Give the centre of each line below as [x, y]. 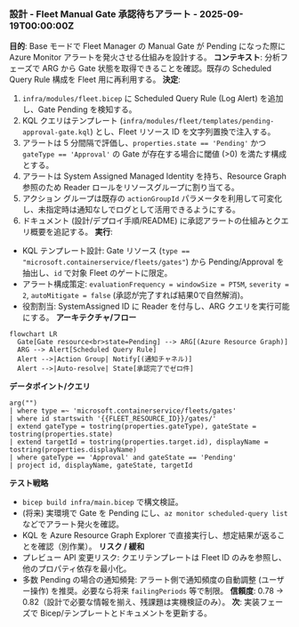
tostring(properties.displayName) [73, 450]
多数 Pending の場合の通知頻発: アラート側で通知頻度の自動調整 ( [141, 580]
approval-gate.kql [56, 133]
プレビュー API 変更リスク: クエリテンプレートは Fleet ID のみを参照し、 [154, 558]
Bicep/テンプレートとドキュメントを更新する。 [125, 613]
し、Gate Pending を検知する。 [79, 109]
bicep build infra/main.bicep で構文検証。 [103, 502]
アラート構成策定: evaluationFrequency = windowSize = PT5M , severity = [155, 284]
